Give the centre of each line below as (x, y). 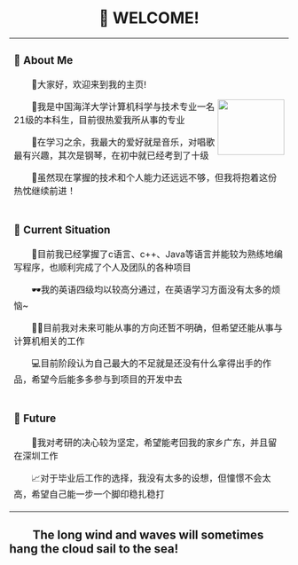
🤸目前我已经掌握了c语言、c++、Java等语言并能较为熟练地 (153, 254)
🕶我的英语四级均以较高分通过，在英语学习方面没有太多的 (152, 289)
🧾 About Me (43, 60)
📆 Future (35, 418)
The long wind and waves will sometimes (148, 535)
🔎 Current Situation (62, 231)
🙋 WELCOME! (149, 18)
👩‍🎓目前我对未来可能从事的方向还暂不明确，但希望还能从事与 (157, 327)
